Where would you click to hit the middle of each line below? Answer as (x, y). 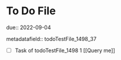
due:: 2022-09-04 (29, 27)
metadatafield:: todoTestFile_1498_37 (51, 39)
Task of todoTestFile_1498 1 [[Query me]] (65, 50)
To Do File (31, 11)
